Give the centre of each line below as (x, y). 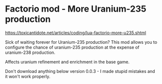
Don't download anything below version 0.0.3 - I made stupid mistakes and (80, 71)
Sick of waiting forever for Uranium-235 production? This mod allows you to (81, 42)
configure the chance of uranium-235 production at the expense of (72, 47)
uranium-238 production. (30, 52)
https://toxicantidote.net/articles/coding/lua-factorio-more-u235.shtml (76, 33)
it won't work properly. (28, 76)
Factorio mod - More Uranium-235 (76, 9)
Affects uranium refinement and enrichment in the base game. (67, 62)
